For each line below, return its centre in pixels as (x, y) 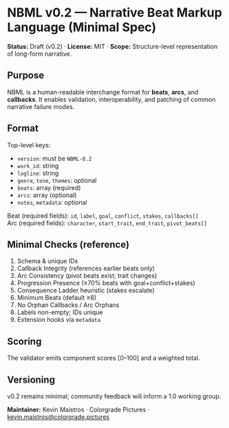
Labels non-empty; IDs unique (60, 312)
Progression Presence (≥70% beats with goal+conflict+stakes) (106, 283)
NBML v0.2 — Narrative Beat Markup (115, 13)
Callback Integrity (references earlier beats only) (86, 268)
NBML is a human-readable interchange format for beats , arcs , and (103, 92)
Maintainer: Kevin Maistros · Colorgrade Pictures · (78, 409)
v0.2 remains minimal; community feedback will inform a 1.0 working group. (114, 396)
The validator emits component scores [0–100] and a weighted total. (104, 358)
